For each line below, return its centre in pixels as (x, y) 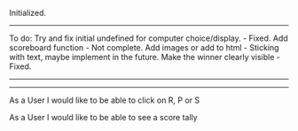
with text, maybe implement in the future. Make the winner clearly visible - (145, 57)
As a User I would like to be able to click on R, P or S (105, 100)
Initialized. (28, 13)
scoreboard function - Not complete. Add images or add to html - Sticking (144, 47)
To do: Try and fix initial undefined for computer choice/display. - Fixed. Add (149, 38)
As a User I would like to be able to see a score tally (103, 117)
